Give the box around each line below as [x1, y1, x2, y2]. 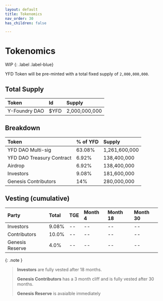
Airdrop [7, 162, 25, 169]
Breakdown [5, 124, 40, 132]
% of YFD [76, 138, 99, 145]
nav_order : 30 [5, 16, 34, 21]
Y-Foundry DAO [7, 107, 45, 114]
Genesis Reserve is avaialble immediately [16, 290, 101, 296]
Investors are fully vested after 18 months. [16, 267, 102, 272]
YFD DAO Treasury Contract [7, 154, 72, 161]
